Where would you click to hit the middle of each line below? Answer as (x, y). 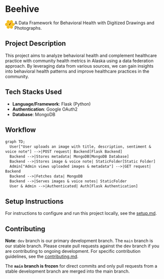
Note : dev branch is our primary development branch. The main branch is (79, 241)
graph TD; (15, 142)
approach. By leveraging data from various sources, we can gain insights (80, 66)
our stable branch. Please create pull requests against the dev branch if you (82, 246)
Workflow (20, 130)
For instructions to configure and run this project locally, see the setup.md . (81, 213)
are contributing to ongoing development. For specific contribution (73, 251)
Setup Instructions (34, 201)
